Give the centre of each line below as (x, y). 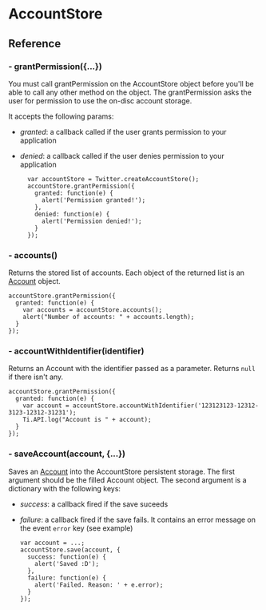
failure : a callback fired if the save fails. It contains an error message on (138, 519)
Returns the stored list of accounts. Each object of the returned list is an (127, 273)
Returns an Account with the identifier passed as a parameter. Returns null (132, 369)
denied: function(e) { (72, 214)
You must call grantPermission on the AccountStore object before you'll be (131, 83)
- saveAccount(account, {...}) (67, 454)
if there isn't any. (36, 377)
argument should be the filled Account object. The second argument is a (127, 480)
